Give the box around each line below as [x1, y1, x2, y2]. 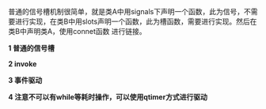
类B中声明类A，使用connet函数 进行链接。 [8, 27, 146, 36]
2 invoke [8, 59, 37, 69]
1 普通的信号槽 [8, 43, 55, 53]
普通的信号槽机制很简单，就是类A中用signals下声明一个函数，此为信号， [8, 7, 244, 16]
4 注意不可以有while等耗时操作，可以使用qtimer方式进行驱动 [8, 92, 207, 101]
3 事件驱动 [8, 76, 43, 85]
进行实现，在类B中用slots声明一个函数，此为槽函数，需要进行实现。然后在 [14, 17, 257, 26]
